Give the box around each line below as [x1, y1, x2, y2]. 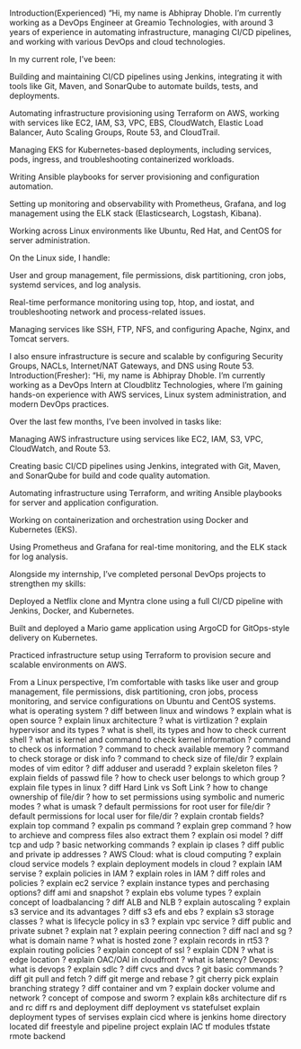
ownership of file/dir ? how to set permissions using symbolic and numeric [9, 791, 285, 802]
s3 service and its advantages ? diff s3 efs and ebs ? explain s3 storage [9, 907, 275, 917]
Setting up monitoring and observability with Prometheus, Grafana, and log [9, 198, 287, 209]
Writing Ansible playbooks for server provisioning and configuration [9, 171, 261, 182]
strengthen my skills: [9, 578, 86, 589]
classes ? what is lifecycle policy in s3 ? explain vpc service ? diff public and [9, 916, 292, 927]
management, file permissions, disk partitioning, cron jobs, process [9, 686, 259, 697]
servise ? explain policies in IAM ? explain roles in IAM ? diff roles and [9, 868, 266, 879]
